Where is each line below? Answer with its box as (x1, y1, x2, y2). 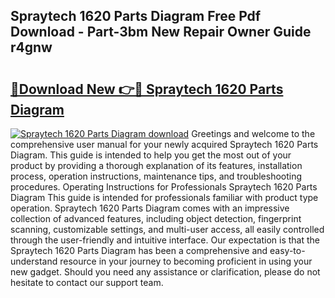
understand (10, 255, 58, 267)
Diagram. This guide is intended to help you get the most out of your (10, 149, 292, 161)
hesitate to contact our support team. (10, 277, 164, 288)
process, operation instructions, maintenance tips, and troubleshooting (10, 170, 303, 182)
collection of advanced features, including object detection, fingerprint (10, 213, 302, 224)
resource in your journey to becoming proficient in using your (59, 255, 313, 267)
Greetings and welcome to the (191, 128, 316, 139)
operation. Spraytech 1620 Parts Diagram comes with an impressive (10, 202, 290, 214)
